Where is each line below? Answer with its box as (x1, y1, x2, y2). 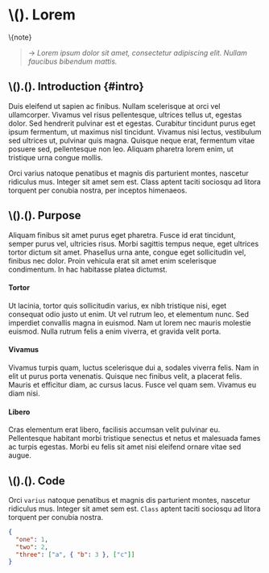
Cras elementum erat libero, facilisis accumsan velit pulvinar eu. (8, 425, 221, 434)
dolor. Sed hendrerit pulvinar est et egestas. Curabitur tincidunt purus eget (8, 118, 256, 128)
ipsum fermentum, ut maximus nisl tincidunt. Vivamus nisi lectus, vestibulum (8, 127, 262, 136)
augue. (8, 451, 32, 460)
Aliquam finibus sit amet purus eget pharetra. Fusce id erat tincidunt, (8, 230, 236, 239)
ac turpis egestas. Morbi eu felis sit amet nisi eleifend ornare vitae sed (8, 442, 242, 452)
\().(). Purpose (8, 209, 81, 222)
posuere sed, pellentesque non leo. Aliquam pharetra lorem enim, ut (8, 143, 234, 154)
